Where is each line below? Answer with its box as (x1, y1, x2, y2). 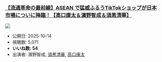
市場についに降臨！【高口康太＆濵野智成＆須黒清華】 (5, 11, 132, 18)
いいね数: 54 (12, 45, 38, 51)
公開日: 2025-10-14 (12, 33, 52, 39)
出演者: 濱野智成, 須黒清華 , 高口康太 (12, 52, 85, 58)
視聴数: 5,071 (12, 39, 39, 45)
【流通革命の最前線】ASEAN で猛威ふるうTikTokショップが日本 (5, 4, 157, 11)
